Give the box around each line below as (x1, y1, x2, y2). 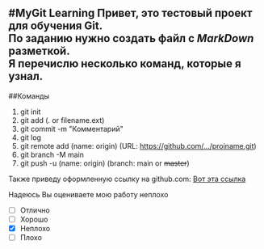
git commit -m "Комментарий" (19, 124, 124, 133)
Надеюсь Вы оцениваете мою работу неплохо (8, 189, 169, 199)
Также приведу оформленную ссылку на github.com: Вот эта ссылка (8, 174, 246, 184)
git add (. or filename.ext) (19, 115, 105, 124)
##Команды (8, 91, 50, 100)
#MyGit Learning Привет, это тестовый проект (8, 6, 253, 20)
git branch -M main (19, 150, 85, 159)
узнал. (8, 70, 44, 83)
